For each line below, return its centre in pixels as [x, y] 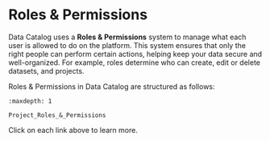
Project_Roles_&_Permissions [57, 115]
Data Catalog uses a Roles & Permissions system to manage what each [127, 37]
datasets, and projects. [46, 70]
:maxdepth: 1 [30, 101]
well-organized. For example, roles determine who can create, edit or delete [134, 62]
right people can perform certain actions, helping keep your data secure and [135, 54]
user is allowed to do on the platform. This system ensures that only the [127, 45]
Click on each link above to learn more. [73, 130]
